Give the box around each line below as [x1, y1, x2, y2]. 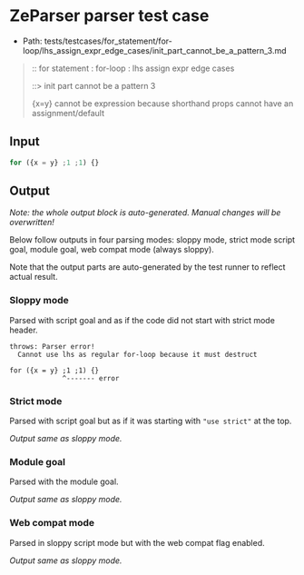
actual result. [9, 272, 58, 283]
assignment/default [31, 107, 105, 118]
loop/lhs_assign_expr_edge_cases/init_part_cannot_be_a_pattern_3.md [22, 45, 288, 55]
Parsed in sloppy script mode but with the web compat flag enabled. [9, 537, 265, 548]
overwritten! [9, 217, 54, 228]
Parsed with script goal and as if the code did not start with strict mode [9, 314, 275, 325]
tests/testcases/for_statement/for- [44, 35, 172, 46]
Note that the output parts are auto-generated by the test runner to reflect [9, 262, 286, 273]
